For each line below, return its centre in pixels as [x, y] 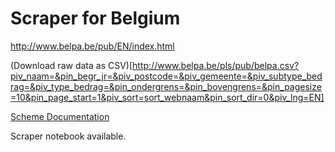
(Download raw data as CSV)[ [71, 65]
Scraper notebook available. [68, 136]
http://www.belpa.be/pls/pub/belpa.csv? [216, 65]
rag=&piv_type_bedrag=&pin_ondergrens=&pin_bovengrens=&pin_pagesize [166, 86]
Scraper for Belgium [95, 18]
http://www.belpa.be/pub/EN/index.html [92, 46]
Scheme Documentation [60, 116]
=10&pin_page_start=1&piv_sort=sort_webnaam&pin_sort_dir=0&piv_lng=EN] [167, 97]
